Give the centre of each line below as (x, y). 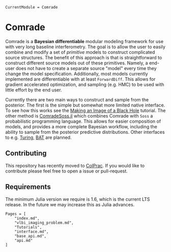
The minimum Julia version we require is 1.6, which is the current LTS (78, 199)
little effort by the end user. (34, 90)
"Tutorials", (28, 227)
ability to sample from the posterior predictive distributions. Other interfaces (85, 132)
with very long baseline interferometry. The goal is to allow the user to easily (85, 47)
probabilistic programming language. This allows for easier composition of (83, 121)
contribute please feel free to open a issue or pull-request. (67, 171)
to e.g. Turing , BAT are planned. (39, 137)
